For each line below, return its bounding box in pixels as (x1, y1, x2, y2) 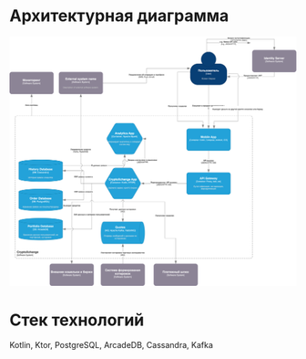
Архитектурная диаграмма (9, 5, 229, 26)
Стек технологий (9, 310, 145, 330)
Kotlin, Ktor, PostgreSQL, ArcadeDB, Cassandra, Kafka (9, 340, 214, 351)
